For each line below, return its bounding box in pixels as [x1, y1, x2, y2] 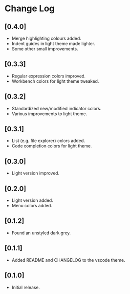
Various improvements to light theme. [11, 111, 87, 117]
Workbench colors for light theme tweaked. [11, 78, 99, 84]
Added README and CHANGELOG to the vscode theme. [11, 257, 125, 263]
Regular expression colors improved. [11, 73, 86, 79]
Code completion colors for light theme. [11, 143, 92, 149]
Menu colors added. [11, 203, 52, 209]
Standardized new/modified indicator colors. [11, 105, 102, 111]
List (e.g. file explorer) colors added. [11, 138, 85, 144]
